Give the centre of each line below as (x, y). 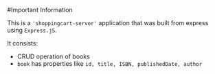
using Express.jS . (32, 30)
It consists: (23, 43)
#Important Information (40, 10)
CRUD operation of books (54, 56)
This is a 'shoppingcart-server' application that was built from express (108, 23)
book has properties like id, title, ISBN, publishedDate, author (110, 63)
